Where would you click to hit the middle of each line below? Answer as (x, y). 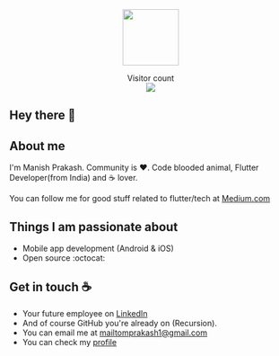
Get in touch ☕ (51, 287)
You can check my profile (70, 342)
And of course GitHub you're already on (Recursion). (120, 323)
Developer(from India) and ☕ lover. (74, 178)
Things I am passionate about (94, 227)
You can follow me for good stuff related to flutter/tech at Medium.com (140, 199)
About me (37, 146)
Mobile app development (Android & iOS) (98, 249)
